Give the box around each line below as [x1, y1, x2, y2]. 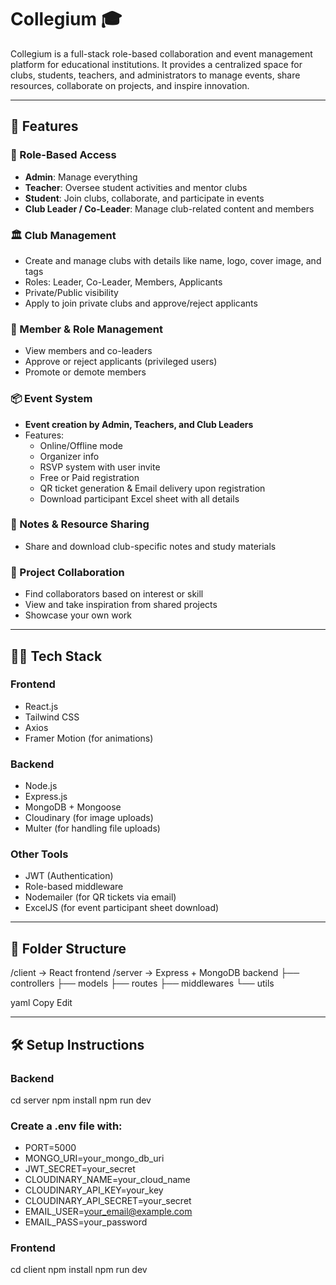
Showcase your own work [24, 609, 132, 621]
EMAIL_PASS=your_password [24, 1216, 148, 1228]
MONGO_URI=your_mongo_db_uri [24, 1152, 165, 1165]
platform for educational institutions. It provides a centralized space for [10, 58, 303, 70]
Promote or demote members [24, 366, 147, 378]
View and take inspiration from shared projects [24, 599, 218, 611]
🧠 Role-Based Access [10, 148, 117, 162]
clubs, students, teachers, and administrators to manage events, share [10, 69, 301, 81]
